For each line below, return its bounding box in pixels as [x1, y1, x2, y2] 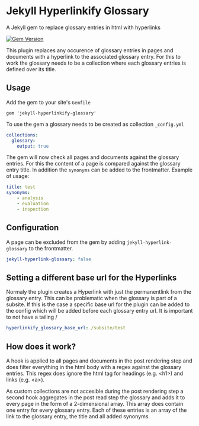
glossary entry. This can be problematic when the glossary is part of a [6, 295, 178, 302]
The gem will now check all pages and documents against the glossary [6, 154, 179, 161]
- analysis [17, 195, 44, 201]
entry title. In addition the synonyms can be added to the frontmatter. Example [6, 166, 193, 173]
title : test [6, 184, 36, 190]
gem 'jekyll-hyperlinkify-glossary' [6, 110, 97, 116]
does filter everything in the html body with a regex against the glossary [6, 363, 182, 370]
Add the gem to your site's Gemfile [6, 98, 91, 106]
